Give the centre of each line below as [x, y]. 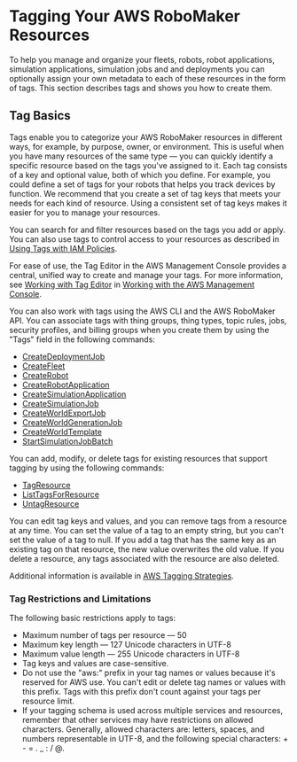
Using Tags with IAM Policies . [63, 248]
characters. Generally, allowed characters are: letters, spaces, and [143, 729]
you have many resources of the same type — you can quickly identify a [141, 156]
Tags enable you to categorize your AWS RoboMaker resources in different [146, 137]
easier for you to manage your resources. [85, 212]
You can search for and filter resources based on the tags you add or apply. [147, 229]
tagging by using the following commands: [87, 468]
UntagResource [51, 503]
